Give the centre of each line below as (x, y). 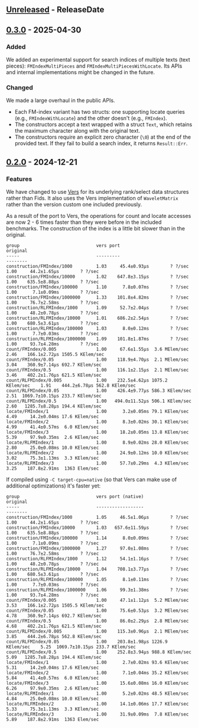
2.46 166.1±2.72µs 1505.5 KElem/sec (55, 355)
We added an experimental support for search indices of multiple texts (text (98, 60)
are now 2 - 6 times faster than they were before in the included (84, 222)
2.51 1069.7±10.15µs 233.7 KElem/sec (54, 396)
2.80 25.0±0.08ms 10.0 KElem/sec (53, 448)
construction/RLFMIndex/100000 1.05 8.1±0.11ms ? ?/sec (98, 580)
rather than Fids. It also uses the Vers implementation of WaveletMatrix (92, 198)
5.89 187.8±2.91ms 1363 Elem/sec (53, 720)
